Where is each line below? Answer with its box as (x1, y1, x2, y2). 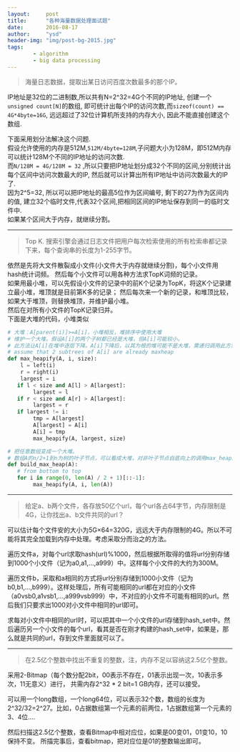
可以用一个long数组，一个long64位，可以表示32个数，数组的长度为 (7, 694, 206, 703)
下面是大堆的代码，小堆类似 (7, 314, 89, 323)
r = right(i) (20, 369, 59, 376)
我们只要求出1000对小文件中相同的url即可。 (13, 601, 143, 609)
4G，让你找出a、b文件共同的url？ (24, 510, 124, 518)
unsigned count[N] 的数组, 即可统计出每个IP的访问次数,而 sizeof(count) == (7, 101, 224, 110)
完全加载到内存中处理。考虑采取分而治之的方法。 (26, 534, 170, 543)
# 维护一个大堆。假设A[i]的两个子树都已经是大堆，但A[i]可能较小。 (7, 335, 184, 343)
